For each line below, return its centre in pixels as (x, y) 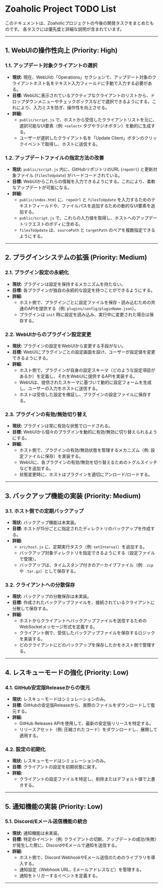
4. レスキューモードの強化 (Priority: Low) (67, 672)
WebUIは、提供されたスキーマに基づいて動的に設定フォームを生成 (85, 382)
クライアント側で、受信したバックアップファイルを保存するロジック (87, 633)
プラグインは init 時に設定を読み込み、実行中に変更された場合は (84, 314)
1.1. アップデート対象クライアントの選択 (51, 66)
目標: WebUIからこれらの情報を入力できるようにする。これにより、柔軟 (84, 181)
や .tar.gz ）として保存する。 (49, 571)
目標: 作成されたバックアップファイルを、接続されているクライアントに (83, 603)
